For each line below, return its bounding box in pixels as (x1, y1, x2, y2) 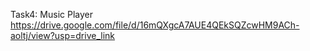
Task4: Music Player (10, 9, 93, 20)
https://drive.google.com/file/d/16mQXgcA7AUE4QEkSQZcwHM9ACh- (10, 19, 300, 31)
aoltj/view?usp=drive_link (10, 30, 116, 41)
